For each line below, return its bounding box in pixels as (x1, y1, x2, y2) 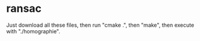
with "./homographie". (6, 27, 60, 34)
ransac (6, 2, 42, 15)
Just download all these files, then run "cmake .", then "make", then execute (6, 21, 195, 29)
